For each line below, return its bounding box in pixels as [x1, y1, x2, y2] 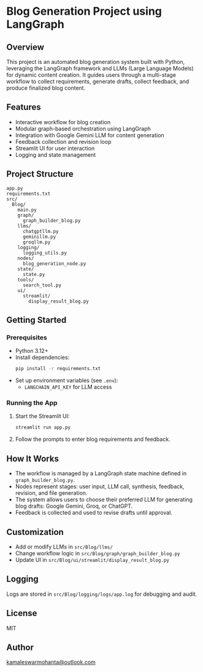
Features [6, 102, 41, 113]
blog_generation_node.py [22, 260, 86, 267]
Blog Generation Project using [6, 4, 163, 18]
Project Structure [6, 169, 74, 180]
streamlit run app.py [15, 424, 71, 431]
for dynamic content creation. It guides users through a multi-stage [6, 71, 177, 78]
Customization [6, 527, 64, 537]
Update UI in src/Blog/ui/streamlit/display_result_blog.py [15, 556, 170, 563]
